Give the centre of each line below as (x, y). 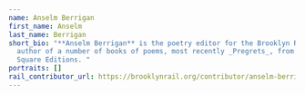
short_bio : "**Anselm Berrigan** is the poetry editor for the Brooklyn (149, 43)
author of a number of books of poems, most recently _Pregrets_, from (156, 52)
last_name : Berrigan (48, 34)
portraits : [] (36, 69)
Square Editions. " (54, 60)
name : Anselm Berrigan (51, 18)
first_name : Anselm (46, 26)
